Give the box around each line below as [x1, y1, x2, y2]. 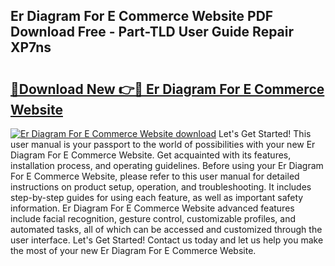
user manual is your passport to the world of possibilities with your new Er [10, 139, 316, 150]
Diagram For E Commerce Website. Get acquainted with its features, [10, 149, 292, 161]
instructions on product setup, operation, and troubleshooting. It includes [10, 181, 312, 193]
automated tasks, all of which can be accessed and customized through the [10, 224, 323, 235]
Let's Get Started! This [218, 128, 312, 139]
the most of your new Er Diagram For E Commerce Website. [10, 245, 257, 256]
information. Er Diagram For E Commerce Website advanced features [10, 202, 295, 214]
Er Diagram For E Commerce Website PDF [10, 8, 274, 25]
